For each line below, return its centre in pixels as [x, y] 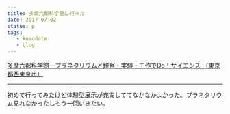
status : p [21, 26]
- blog [26, 45]
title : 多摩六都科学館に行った [46, 13]
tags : [15, 32]
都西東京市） [25, 74]
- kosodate [32, 39]
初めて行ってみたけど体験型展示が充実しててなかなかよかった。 [97, 95]
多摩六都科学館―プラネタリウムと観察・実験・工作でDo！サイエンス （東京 [114, 65]
